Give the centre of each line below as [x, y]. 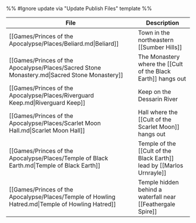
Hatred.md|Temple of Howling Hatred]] [63, 204]
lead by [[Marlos [161, 165]
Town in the [154, 33]
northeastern [156, 40]
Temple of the [157, 144]
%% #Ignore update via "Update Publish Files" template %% [79, 8]
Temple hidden [158, 182]
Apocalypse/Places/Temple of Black [59, 158]
